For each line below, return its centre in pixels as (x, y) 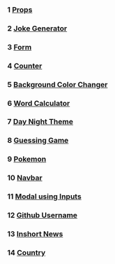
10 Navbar (25, 178)
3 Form (20, 47)
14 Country (26, 252)
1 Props (20, 10)
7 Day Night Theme (40, 122)
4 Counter (25, 65)
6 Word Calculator (39, 103)
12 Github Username (43, 215)
